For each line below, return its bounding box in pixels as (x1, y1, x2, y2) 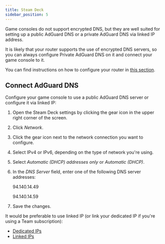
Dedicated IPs (12, 228, 42, 234)
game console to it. (5, 57, 45, 63)
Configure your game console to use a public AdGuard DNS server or (5, 94, 149, 100)
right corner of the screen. (12, 115, 68, 121)
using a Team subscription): (5, 218, 63, 224)
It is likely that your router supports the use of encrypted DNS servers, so (5, 46, 157, 52)
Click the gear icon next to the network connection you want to (12, 134, 143, 141)
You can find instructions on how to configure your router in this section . (5, 66, 155, 73)
